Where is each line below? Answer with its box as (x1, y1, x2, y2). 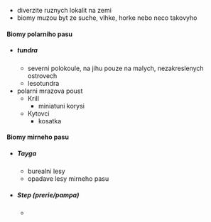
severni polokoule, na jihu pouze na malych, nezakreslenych (27, 64, 204, 72)
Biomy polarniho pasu (6, 30, 72, 38)
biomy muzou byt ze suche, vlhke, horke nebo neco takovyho (16, 13, 198, 22)
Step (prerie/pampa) (16, 191, 80, 199)
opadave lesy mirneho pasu (27, 174, 109, 183)
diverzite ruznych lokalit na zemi (16, 6, 112, 14)
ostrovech (27, 71, 58, 80)
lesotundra (27, 79, 60, 87)
